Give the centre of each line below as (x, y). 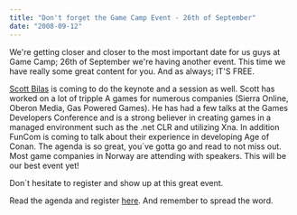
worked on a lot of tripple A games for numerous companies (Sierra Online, (149, 98)
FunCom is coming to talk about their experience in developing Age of (139, 136)
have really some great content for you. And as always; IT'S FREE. (132, 71)
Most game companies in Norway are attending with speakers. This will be (148, 155)
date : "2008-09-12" (46, 26)
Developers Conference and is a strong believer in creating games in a (140, 117)
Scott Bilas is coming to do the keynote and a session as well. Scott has (142, 89)
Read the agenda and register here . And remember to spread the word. (141, 201)
